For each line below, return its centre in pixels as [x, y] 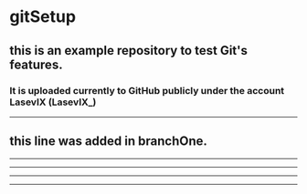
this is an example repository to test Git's [129, 51]
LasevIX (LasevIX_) [53, 102]
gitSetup [42, 17]
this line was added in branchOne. [109, 142]
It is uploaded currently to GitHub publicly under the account [147, 90]
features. [36, 64]
